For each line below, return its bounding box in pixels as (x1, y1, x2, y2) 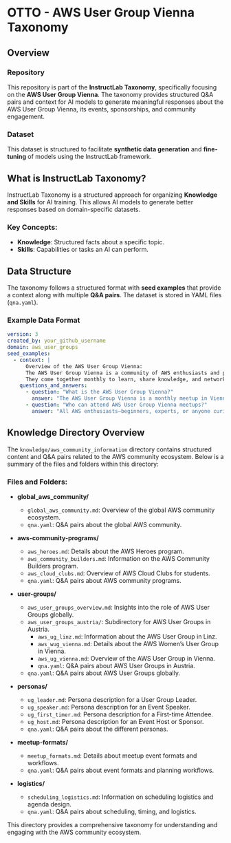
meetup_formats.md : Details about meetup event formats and (27, 751, 197, 760)
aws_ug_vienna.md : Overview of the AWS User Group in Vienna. (37, 654, 215, 662)
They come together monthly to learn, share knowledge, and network (25, 376, 226, 383)
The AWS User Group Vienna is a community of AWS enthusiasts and (25, 370, 220, 376)
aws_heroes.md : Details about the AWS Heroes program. (27, 547, 184, 555)
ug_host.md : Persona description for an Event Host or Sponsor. (27, 717, 204, 725)
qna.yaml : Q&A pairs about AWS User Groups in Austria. (37, 661, 196, 670)
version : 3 (7, 331, 38, 338)
